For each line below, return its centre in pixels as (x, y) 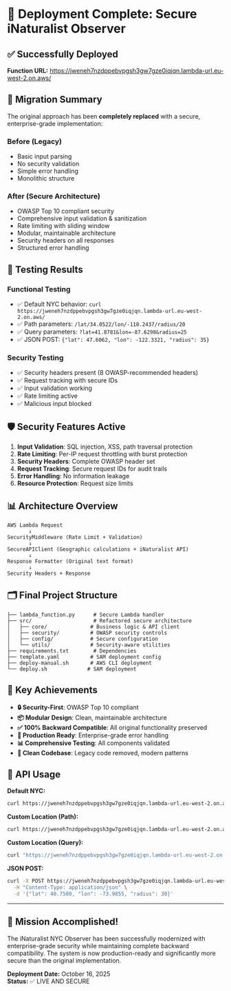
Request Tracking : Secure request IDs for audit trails (92, 469)
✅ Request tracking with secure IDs (67, 380)
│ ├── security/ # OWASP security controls (87, 633)
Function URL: (27, 71)
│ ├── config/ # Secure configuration (82, 639)
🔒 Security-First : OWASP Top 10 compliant (78, 707)
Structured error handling (53, 248)
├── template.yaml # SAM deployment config (84, 657)
